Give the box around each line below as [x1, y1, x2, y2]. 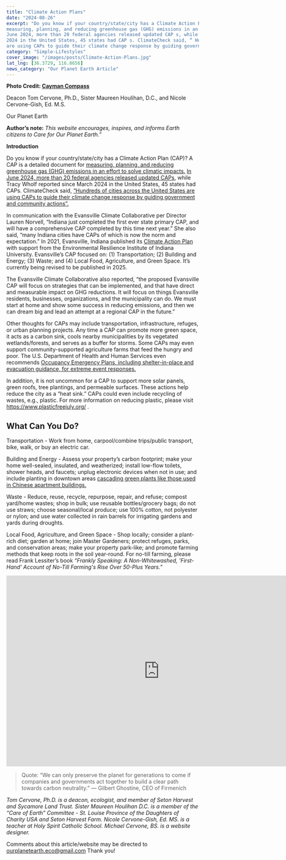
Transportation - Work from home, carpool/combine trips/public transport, [6, 437, 194, 445]
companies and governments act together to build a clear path [21, 778, 179, 785]
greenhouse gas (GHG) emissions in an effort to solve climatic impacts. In [6, 167, 192, 175]
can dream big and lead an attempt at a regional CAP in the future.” [6, 308, 175, 315]
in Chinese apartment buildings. [6, 481, 87, 489]
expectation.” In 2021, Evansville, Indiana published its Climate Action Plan [6, 238, 194, 245]
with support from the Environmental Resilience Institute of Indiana [6, 244, 174, 252]
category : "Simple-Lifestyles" [6, 49, 86, 55]
